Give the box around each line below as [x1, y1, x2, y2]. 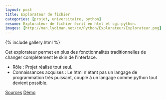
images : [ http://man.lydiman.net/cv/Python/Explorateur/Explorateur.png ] [5, 26, 162, 31]
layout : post [5, 7, 32, 12]
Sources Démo [5, 90, 36, 96]
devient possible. [12, 80, 48, 86]
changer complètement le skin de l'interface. [5, 54, 97, 60]
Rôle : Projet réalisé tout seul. [12, 64, 73, 70]
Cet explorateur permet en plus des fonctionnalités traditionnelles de [5, 49, 146, 55]
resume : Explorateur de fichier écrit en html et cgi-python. [5, 21, 137, 26]
